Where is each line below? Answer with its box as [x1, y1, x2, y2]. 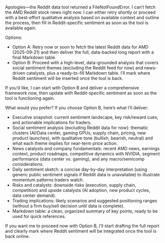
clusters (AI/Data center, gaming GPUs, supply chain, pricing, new [12, 130, 146, 135]
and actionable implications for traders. [12, 120, 92, 125]
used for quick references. [12, 214, 66, 219]
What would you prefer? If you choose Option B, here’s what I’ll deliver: [5, 105, 149, 110]
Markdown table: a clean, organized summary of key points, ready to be [12, 208, 158, 214]
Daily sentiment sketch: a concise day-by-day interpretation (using [12, 166, 147, 172]
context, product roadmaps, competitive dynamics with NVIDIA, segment [12, 151, 160, 157]
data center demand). [12, 192, 56, 198]
